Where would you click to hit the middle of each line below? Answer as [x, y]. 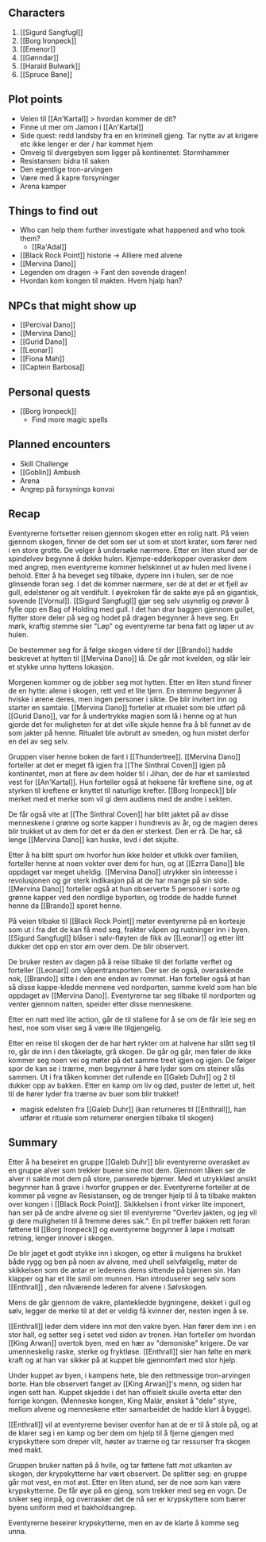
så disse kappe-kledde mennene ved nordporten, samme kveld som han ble [133, 987]
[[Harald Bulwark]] [50, 66]
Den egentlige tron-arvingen [66, 169]
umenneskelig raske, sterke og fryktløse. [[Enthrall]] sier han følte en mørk [130, 1351]
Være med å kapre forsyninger [70, 177]
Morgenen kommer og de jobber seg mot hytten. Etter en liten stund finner [130, 682]
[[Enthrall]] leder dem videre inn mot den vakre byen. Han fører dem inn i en [132, 1326]
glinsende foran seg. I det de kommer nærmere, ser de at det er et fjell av [128, 584]
